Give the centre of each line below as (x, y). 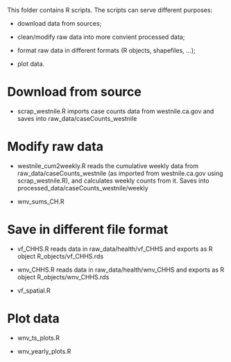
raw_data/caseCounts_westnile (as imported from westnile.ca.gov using (120, 173)
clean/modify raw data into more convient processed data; (101, 37)
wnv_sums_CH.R (41, 201)
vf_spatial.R (34, 290)
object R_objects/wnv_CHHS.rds (63, 277)
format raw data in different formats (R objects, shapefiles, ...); (106, 50)
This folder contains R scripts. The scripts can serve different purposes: (110, 10)
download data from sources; (59, 23)
